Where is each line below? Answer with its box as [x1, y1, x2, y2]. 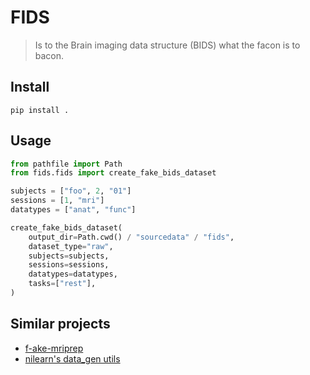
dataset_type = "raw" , [28, 241, 114, 251]
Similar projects [10, 316, 111, 333]
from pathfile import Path [10, 159, 123, 169]
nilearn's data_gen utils [24, 352, 121, 365]
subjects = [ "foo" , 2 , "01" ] [10, 186, 132, 196]
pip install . [10, 105, 70, 115]
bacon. [34, 49, 65, 61]
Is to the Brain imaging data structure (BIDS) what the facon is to [34, 39, 301, 51]
